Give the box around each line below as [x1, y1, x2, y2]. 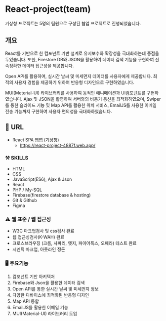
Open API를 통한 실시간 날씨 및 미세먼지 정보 [12, 286, 99, 292]
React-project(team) [5, 3, 91, 15]
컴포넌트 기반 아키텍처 [12, 274, 55, 280]
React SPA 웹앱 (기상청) [12, 137, 59, 143]
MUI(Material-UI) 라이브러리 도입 [12, 311, 78, 317]
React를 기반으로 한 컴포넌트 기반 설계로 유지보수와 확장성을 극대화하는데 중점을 [5, 50, 160, 56]
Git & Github [12, 197, 37, 203]
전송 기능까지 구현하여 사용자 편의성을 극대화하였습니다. [5, 108, 112, 114]
